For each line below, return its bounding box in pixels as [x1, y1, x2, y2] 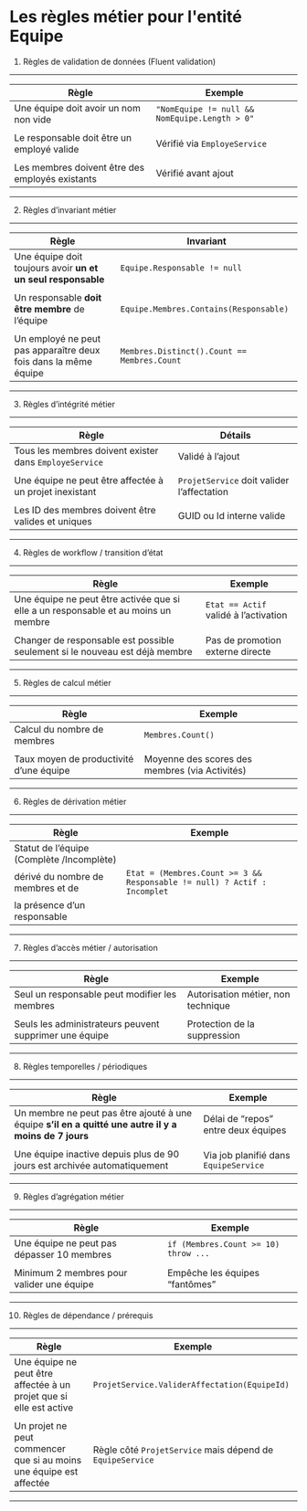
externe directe [205, 645, 271, 658]
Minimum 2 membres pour [14, 1266, 128, 1279]
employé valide [14, 143, 79, 155]
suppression [186, 1029, 240, 1041]
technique [186, 999, 231, 1011]
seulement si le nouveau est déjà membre [14, 645, 194, 658]
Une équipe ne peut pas [14, 1236, 117, 1249]
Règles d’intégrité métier [22, 398, 116, 409]
